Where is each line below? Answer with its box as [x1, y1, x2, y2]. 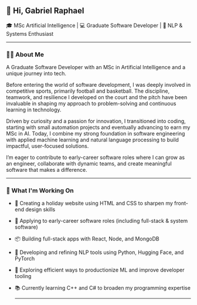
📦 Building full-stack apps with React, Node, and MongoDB [14, 235, 159, 242]
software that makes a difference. [6, 167, 87, 174]
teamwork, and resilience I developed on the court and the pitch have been [6, 94, 188, 101]
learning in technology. [6, 106, 62, 113]
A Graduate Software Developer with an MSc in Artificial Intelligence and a [6, 64, 186, 71]
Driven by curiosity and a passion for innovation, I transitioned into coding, [6, 118, 186, 125]
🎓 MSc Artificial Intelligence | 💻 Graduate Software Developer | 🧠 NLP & [6, 22, 183, 29]
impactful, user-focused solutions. [6, 143, 89, 150]
